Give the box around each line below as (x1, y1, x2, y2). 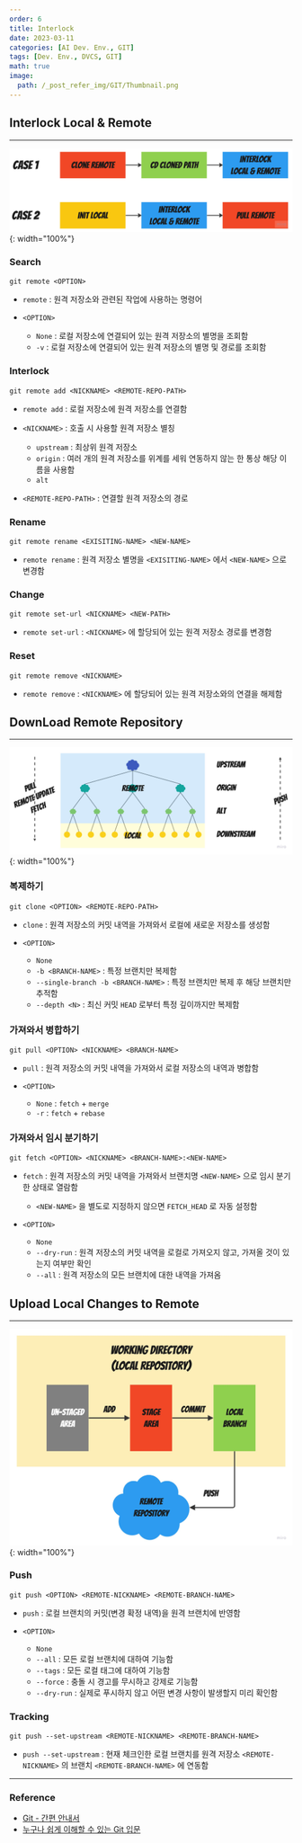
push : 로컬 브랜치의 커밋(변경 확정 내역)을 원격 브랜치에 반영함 (22, 1607, 241, 1618)
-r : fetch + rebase (35, 1108, 105, 1118)
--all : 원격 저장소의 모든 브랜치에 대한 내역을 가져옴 (35, 1269, 222, 1280)
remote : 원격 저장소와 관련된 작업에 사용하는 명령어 (22, 294, 203, 305)
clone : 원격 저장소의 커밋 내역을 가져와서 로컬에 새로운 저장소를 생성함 (22, 919, 271, 930)
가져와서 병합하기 (9, 1023, 80, 1036)
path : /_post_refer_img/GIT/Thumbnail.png (17, 81, 179, 90)
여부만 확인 (52, 1259, 92, 1269)
